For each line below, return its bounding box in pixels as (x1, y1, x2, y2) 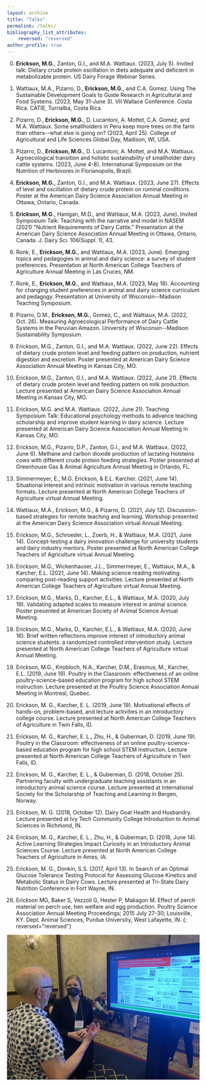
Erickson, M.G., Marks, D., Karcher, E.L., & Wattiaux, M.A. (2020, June (15, 625, 191, 633)
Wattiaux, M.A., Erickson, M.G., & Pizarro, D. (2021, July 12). (15, 507, 166, 513)
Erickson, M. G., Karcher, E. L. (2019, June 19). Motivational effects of (15, 702, 191, 708)
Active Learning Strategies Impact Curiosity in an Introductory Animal (15, 840, 191, 847)
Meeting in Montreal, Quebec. (15, 690, 91, 697)
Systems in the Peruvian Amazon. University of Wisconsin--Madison (15, 324, 189, 331)
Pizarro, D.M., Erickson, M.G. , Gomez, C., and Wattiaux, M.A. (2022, (15, 312, 188, 318)
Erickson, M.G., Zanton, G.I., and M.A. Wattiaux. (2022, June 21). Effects (15, 374, 197, 381)
